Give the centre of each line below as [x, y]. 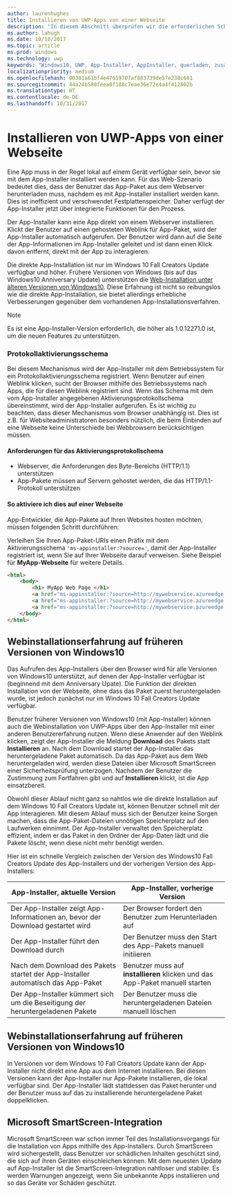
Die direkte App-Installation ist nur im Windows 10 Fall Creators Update [108, 264]
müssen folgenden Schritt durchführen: [63, 527]
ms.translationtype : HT [41, 91]
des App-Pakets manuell [164, 946]
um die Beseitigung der [48, 1003]
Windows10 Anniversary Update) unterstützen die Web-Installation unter [110, 279]
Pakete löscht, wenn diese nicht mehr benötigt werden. [86, 843]
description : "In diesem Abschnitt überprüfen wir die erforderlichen [111, 26]
